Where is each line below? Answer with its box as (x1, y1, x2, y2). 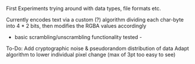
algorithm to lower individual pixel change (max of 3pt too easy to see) (6, 51, 176, 58)
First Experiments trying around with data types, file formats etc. (6, 5, 161, 12)
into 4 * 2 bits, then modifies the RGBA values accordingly (6, 23, 147, 29)
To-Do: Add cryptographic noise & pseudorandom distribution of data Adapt (6, 45, 189, 52)
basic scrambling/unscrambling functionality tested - (14, 34, 142, 40)
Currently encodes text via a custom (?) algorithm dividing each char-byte (6, 16, 184, 23)
